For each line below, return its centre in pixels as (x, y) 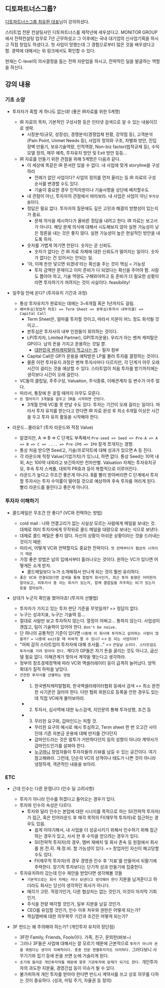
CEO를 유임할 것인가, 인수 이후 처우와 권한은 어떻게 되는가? (84, 910)
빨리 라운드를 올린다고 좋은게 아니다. (54, 487)
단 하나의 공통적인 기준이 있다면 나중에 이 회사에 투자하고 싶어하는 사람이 (86, 633)
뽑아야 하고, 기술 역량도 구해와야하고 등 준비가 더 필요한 (93, 276)
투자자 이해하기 (22, 501)
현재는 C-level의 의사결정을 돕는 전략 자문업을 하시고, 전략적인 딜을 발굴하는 (78, 61)
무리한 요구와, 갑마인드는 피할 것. (66, 721)
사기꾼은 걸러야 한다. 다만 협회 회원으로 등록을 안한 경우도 (95, 692)
